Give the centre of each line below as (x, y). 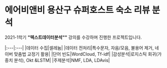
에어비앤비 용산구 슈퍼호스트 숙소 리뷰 (77, 10)
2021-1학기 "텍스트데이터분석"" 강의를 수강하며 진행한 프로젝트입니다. (73, 37)
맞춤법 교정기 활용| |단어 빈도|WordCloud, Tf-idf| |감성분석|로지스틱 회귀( (86, 54)
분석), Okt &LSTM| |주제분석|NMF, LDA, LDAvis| (62, 60)
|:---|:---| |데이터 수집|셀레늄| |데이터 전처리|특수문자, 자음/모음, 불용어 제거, (79, 48)
